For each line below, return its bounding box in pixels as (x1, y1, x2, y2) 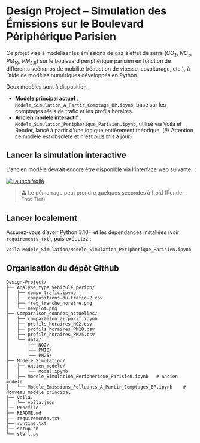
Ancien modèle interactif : (14, 114, 81, 121)
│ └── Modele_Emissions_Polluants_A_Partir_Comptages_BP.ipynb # (6, 384, 186, 390)
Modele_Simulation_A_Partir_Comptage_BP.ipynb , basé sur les (14, 101, 166, 108)
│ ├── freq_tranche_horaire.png (6, 300, 93, 306)
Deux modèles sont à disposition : (6, 83, 90, 90)
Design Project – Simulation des (6, 4, 167, 18)
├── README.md (6, 410, 42, 416)
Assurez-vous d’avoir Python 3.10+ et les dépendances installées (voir (6, 229, 180, 236)
